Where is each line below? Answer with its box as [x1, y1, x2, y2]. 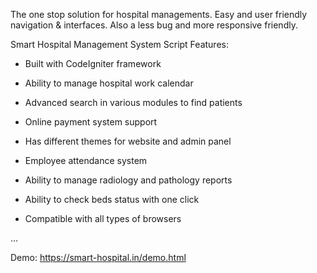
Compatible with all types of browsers [24, 213, 182, 224]
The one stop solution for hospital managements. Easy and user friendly [10, 9, 308, 20]
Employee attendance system [24, 155, 148, 166]
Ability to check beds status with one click [24, 194, 200, 205]
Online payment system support [24, 116, 158, 128]
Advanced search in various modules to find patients [24, 97, 243, 108]
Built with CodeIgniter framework [24, 58, 162, 69]
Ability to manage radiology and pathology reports [24, 174, 233, 186]
